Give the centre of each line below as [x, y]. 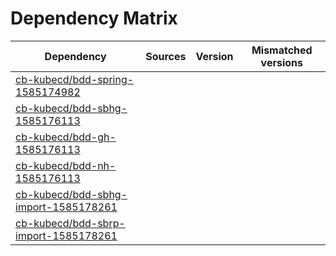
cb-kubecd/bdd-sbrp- [70, 223]
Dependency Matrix [94, 18]
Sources [166, 56]
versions [281, 62]
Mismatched [282, 50]
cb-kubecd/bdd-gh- [66, 137]
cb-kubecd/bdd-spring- [75, 79]
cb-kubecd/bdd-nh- [66, 165]
